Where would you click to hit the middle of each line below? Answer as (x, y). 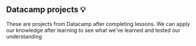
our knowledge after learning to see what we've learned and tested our (93, 30)
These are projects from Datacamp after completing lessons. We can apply (98, 24)
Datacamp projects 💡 (46, 10)
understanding (24, 36)
